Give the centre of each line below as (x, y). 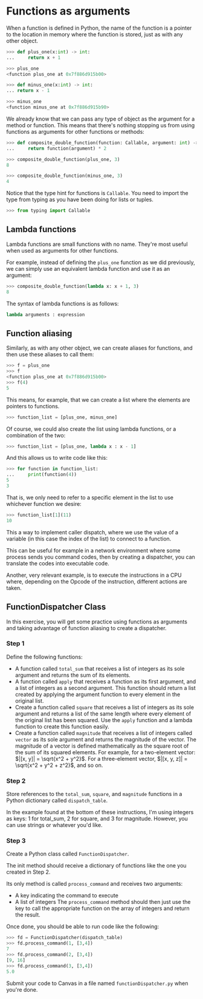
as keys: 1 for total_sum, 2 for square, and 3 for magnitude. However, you (97, 818)
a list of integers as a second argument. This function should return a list (105, 688)
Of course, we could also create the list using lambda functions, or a (91, 429)
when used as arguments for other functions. (63, 250)
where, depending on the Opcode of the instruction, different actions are (97, 581)
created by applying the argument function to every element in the (98, 694)
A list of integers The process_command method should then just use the (103, 902)
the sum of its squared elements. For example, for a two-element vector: (105, 752)
